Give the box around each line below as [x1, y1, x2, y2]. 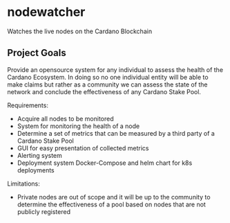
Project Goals [7, 47, 67, 59]
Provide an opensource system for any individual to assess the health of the [7, 65, 223, 73]
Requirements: [7, 101, 48, 109]
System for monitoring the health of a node [17, 122, 140, 130]
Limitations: [7, 179, 40, 188]
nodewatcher [7, 4, 86, 20]
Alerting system [17, 151, 62, 159]
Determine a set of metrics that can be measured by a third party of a [17, 129, 215, 137]
